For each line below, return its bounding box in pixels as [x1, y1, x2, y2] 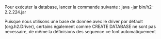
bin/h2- [139, 4, 154, 10]
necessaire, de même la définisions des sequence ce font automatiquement [4, 29, 156, 34]
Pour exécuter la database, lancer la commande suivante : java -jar [4, 4, 138, 10]
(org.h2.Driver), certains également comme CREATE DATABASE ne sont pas [4, 24, 156, 29]
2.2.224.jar [4, 9, 27, 15]
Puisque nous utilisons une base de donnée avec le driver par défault [4, 19, 143, 24]
